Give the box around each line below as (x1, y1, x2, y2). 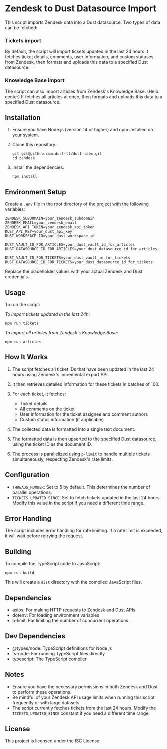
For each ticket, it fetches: (12, 391, 66, 397)
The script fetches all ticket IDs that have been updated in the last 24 (12, 366, 154, 372)
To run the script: (5, 301, 41, 307)
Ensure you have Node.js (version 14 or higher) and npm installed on (12, 127, 153, 133)
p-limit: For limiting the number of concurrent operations (12, 618, 129, 624)
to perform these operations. (12, 689, 72, 695)
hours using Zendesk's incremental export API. (12, 371, 109, 377)
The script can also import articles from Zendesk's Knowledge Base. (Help (5, 88, 159, 94)
